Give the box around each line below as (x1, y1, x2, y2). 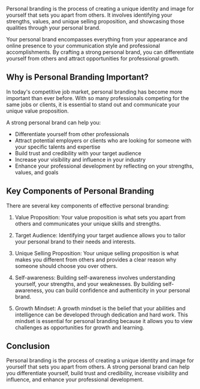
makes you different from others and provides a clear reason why (14, 256, 177, 263)
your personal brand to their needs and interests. (14, 238, 136, 245)
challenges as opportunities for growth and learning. (14, 324, 145, 331)
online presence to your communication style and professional (6, 42, 160, 49)
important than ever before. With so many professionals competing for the (6, 94, 189, 101)
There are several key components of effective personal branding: (6, 202, 169, 209)
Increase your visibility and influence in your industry (14, 156, 146, 163)
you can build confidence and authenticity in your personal (44, 287, 190, 294)
